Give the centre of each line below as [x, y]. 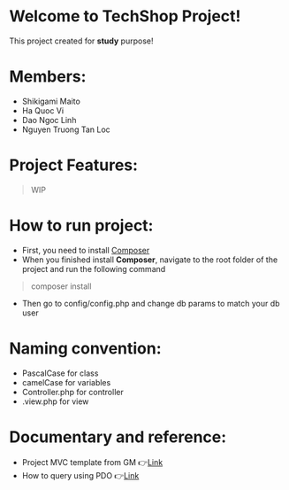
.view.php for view [55, 401]
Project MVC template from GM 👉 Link [92, 462]
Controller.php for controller [72, 392]
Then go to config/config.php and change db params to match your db [151, 303]
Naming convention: [85, 348]
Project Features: [74, 165]
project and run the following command [94, 268]
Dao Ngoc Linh [49, 120]
